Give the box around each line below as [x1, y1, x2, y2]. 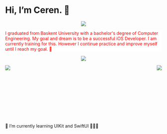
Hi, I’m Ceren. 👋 [5, 4, 70, 16]
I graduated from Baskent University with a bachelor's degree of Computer [5, 30, 159, 36]
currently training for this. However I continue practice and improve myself [5, 41, 158, 47]
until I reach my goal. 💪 [5, 46, 52, 52]
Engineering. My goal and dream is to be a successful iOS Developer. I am [5, 35, 157, 41]
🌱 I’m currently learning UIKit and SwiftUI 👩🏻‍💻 [5, 123, 99, 129]
